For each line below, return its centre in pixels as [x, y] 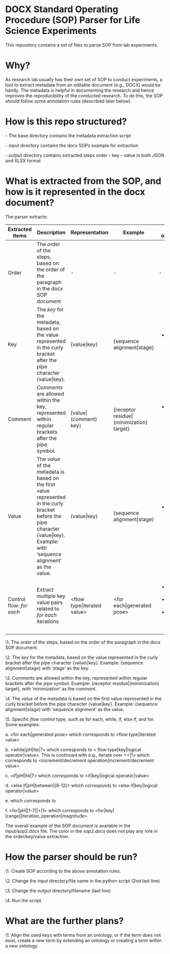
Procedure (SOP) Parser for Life [73, 20]
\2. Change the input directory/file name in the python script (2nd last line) [83, 880]
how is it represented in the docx [75, 192]
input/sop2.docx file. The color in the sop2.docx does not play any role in [81, 831]
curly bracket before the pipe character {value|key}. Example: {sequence [81, 704]
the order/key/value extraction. [37, 836]
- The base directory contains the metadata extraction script [68, 135]
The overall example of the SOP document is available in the [68, 826]
